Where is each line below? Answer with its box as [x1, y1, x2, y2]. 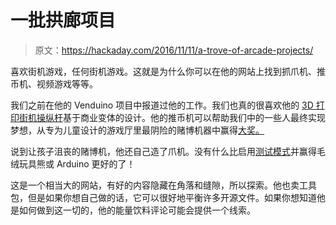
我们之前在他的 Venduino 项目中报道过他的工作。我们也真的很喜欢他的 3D [10, 99, 314, 111]
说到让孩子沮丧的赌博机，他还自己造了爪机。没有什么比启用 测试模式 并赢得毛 [10, 145, 326, 157]
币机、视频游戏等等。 [10, 77, 98, 90]
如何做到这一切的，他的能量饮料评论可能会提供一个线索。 [18, 204, 256, 216]
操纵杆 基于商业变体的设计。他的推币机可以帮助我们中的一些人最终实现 [36, 111, 326, 123]
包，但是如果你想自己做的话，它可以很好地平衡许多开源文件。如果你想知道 [10, 191, 317, 203]
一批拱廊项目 [10, 9, 117, 32]
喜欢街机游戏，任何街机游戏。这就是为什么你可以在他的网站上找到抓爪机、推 [10, 65, 326, 77]
